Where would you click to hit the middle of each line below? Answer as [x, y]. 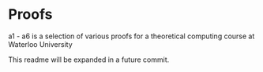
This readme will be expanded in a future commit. [89, 59]
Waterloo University [40, 44]
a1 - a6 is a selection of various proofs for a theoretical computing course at [131, 36]
